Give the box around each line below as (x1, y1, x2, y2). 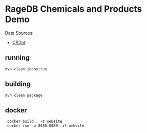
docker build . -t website (7, 119, 63, 124)
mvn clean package (5, 93, 43, 98)
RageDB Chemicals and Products (5, 3, 142, 15)
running (5, 54, 30, 62)
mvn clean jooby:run (5, 66, 48, 71)
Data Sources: (5, 30, 34, 36)
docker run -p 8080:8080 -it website (7, 123, 84, 128)
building (5, 80, 31, 89)
